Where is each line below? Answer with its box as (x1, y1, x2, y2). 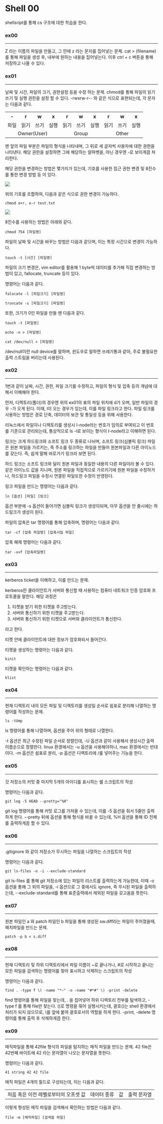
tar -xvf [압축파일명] (5, 550, 46, 554)
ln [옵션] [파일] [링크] (5, 494, 49, 499)
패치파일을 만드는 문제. (5, 924, 48, 930)
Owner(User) (17, 130, 48, 136)
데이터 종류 (90, 1091, 114, 1098)
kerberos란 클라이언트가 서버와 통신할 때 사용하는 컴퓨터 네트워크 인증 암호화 (5, 587, 151, 593)
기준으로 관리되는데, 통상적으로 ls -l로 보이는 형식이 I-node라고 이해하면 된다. (10, 428, 157, 434)
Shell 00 (5, 3, 40, 14)
